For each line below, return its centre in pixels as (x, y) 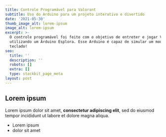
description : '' (26, 60)
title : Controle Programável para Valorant (51, 10)
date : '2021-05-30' (25, 19)
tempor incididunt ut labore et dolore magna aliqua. (57, 115)
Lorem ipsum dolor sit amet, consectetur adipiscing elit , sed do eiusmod (80, 110)
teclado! (19, 46)
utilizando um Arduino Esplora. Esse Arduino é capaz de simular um (82, 42)
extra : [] (20, 69)
